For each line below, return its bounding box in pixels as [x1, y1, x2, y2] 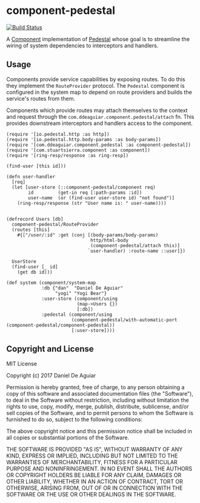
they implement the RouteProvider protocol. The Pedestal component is [6, 82, 185, 89]
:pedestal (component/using [41, 311, 113, 318]
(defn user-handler [6, 173, 56, 179]
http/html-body [90, 237, 129, 243]
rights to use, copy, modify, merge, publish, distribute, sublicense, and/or [6, 402, 189, 410]
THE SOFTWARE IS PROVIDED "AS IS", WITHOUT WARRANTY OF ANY [6, 445, 183, 453]
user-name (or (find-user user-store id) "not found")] [28, 195, 175, 201]
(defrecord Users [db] [6, 216, 64, 222]
